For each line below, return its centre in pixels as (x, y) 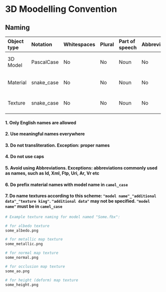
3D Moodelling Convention (61, 9)
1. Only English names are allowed (41, 122)
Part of (127, 41)
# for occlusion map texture (35, 266)
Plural (107, 44)
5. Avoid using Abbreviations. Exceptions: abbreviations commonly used (81, 168)
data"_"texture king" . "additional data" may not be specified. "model (78, 201)
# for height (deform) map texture (42, 280)
